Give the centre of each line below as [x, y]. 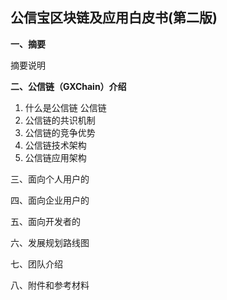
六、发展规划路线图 [50, 242]
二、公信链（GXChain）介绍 [68, 86]
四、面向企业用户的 [50, 200]
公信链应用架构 [55, 157]
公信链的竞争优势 [60, 132]
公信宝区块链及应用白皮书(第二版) [114, 18]
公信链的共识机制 [60, 120]
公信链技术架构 [55, 145]
